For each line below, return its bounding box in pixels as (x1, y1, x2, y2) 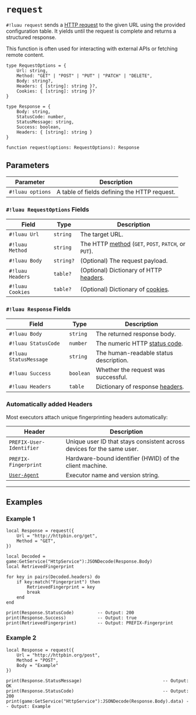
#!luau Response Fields (6, 305, 71, 313)
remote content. (6, 51, 45, 58)
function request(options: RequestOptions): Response (6, 145, 140, 150)
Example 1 (6, 514, 36, 522)
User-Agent (9, 471, 39, 478)
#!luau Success (9, 370, 51, 377)
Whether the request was (96, 366, 165, 374)
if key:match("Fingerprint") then (16, 579, 100, 585)
